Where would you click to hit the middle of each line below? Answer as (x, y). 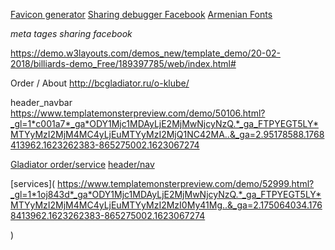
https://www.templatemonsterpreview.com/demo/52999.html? (186, 183)
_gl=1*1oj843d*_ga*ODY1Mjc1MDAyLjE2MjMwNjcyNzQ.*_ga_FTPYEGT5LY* (166, 194)
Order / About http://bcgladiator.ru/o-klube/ (100, 83)
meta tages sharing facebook (71, 33)
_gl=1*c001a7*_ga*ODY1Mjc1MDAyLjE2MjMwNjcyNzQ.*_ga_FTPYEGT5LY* (165, 123)
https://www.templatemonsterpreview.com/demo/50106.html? (138, 113)
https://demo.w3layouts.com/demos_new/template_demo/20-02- (145, 53)
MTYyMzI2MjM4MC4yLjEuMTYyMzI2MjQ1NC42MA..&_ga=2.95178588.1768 (167, 134)
